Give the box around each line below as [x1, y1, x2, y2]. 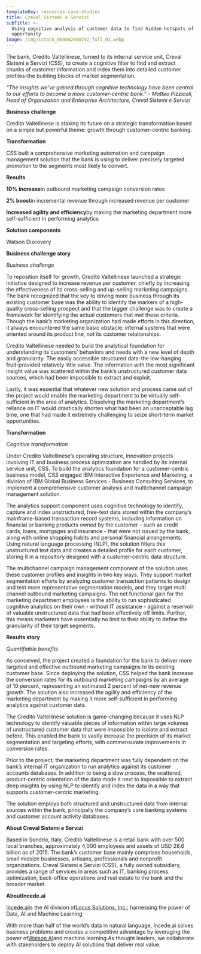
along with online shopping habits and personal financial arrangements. [6, 534, 182, 541]
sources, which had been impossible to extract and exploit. [6, 374, 151, 381]
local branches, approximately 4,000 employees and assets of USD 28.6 [6, 842, 184, 849]
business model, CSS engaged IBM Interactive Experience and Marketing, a [6, 471, 193, 478]
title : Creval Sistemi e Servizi [6, 14, 90, 20]
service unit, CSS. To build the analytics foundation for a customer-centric [6, 465, 190, 472]
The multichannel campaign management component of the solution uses [6, 565, 188, 571]
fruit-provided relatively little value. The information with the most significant [6, 361, 195, 368]
